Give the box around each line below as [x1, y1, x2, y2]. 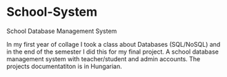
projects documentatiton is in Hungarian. [6, 62, 122, 70]
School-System [6, 4, 98, 20]
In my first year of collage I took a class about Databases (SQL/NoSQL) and [6, 40, 221, 48]
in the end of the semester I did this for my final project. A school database [6, 47, 219, 56]
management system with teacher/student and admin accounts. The [6, 54, 201, 63]
